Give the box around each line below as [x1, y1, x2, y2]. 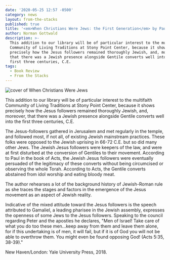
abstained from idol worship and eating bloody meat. [5, 171, 115, 177]
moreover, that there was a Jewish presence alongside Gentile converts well [5, 113, 164, 119]
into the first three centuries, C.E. [5, 118, 74, 124]
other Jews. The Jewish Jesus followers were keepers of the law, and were [5, 144, 162, 150]
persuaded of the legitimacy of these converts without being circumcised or [5, 160, 163, 166]
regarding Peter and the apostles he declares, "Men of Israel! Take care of [5, 218, 160, 224]
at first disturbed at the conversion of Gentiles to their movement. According [5, 150, 164, 156]
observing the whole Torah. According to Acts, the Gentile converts [5, 165, 146, 172]
